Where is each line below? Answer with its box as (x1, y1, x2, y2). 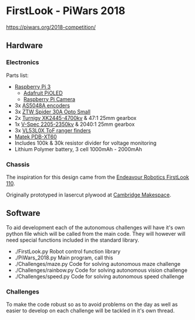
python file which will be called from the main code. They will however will (6, 230, 186, 237)
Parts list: (6, 72, 29, 79)
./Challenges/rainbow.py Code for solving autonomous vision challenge (14, 266, 188, 274)
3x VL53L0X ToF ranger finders (14, 126, 91, 134)
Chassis (6, 160, 30, 168)
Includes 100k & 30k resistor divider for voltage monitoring (14, 139, 157, 146)
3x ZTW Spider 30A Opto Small (14, 108, 91, 115)
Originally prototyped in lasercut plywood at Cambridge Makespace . (6, 191, 172, 198)
